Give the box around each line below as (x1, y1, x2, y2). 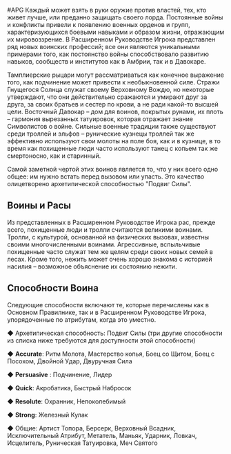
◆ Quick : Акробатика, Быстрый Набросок (7, 383, 132, 392)
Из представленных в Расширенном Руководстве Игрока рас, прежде (7, 218, 216, 226)
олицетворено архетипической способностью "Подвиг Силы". (7, 180, 192, 188)
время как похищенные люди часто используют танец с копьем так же (7, 145, 219, 152)
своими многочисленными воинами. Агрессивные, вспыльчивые (7, 240, 201, 248)
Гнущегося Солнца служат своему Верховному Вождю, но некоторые (7, 86, 214, 93)
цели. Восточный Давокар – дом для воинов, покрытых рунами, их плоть (7, 107, 224, 116)
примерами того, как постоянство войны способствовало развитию (7, 50, 209, 58)
